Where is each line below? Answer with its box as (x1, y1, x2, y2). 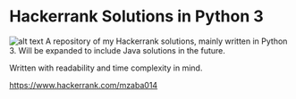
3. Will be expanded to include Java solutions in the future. (9, 45, 226, 55)
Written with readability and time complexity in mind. (9, 62, 203, 73)
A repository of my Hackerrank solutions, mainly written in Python (45, 36, 288, 46)
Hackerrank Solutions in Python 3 (9, 6, 264, 27)
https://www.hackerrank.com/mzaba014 (9, 79, 158, 90)
